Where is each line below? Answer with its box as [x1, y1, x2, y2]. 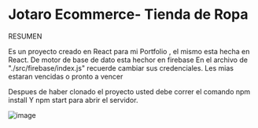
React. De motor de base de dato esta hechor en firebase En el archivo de [8, 55, 248, 64]
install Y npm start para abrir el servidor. [8, 95, 138, 104]
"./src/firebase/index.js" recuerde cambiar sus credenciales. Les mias [8, 63, 234, 72]
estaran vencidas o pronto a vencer [8, 71, 123, 81]
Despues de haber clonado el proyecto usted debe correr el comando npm [8, 86, 251, 96]
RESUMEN [8, 31, 42, 41]
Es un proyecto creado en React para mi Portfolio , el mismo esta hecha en [8, 46, 250, 56]
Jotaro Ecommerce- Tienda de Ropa [8, 5, 249, 24]
